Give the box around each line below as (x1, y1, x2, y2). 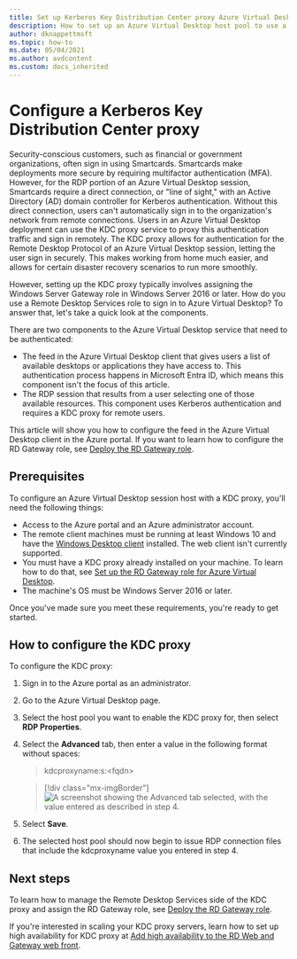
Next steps (9, 870, 71, 886)
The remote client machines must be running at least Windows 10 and (21, 528, 277, 539)
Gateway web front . (9, 940, 81, 951)
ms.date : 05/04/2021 (9, 46, 86, 55)
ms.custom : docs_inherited (9, 63, 109, 72)
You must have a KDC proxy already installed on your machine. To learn (21, 557, 284, 567)
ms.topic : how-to (9, 37, 73, 47)
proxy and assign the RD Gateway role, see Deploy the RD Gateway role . (9, 904, 272, 915)
